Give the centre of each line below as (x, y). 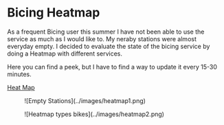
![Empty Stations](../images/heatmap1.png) (85, 100)
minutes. (20, 74)
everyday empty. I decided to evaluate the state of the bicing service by (109, 46)
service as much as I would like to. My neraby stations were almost (102, 38)
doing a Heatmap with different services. (65, 54)
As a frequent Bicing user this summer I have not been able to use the (106, 32)
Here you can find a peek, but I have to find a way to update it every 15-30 (112, 67)
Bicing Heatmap (54, 13)
